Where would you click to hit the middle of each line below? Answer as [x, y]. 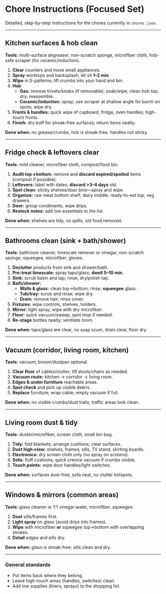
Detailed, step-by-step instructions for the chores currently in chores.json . [81, 23]
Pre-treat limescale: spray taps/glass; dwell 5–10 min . [68, 273]
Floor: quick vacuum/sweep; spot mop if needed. [62, 315]
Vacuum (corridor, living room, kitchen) [67, 350]
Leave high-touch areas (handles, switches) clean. [64, 581]
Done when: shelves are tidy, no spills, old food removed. [64, 220]
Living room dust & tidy [41, 422]
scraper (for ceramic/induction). [48, 60]
